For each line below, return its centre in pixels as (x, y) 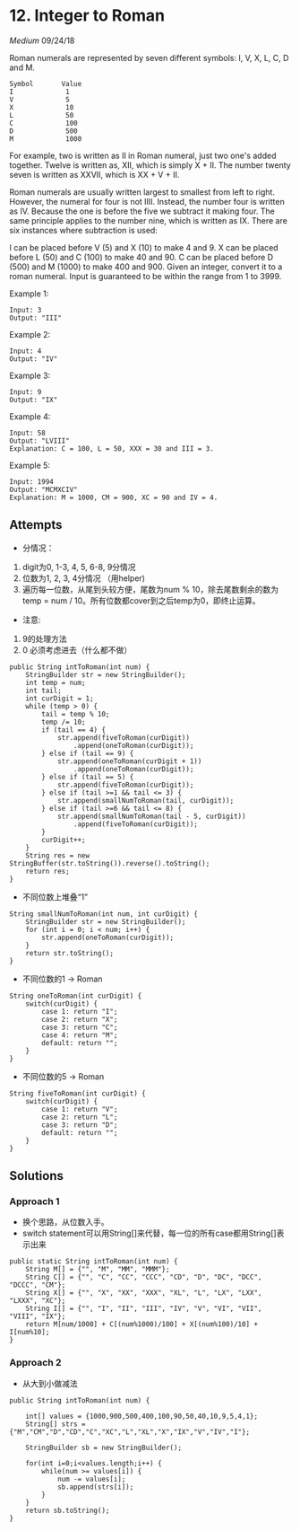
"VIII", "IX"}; (38, 1316)
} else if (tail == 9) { (88, 753)
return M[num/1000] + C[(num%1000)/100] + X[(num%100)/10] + (141, 1324)
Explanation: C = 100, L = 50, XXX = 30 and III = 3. (112, 449)
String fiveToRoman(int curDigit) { (77, 1093)
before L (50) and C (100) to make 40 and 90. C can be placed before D (141, 257)
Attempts (36, 525)
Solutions (37, 1176)
